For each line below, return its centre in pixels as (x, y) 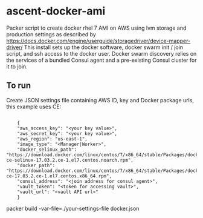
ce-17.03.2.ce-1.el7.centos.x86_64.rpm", (59, 176)
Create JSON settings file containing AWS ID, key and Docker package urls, (100, 100)
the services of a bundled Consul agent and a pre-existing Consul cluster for (101, 60)
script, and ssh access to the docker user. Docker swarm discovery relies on (101, 53)
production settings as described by (51, 34)
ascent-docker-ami (56, 11)
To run (19, 86)
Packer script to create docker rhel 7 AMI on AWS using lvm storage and (96, 28)
